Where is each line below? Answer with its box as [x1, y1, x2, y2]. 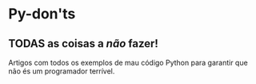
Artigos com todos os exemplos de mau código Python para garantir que [8, 58, 248, 67]
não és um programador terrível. [8, 66, 115, 76]
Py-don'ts [8, 5, 76, 23]
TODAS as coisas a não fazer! [8, 37, 158, 50]
